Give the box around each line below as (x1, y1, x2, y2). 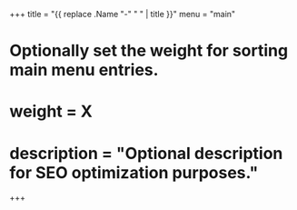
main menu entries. (9, 60, 159, 81)
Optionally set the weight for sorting (9, 41, 289, 61)
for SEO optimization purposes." (9, 162, 259, 183)
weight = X (9, 101, 94, 122)
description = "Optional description (9, 143, 283, 164)
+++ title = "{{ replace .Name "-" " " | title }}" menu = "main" (9, 9, 236, 19)
